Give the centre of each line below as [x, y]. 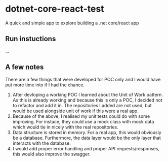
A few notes [25, 67]
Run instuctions [31, 39]
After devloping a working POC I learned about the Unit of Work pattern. [88, 94]
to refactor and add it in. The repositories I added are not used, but [82, 105]
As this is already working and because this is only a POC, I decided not [88, 100]
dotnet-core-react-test [55, 9]
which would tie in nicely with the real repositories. [65, 127]
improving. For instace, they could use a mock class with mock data [83, 121]
